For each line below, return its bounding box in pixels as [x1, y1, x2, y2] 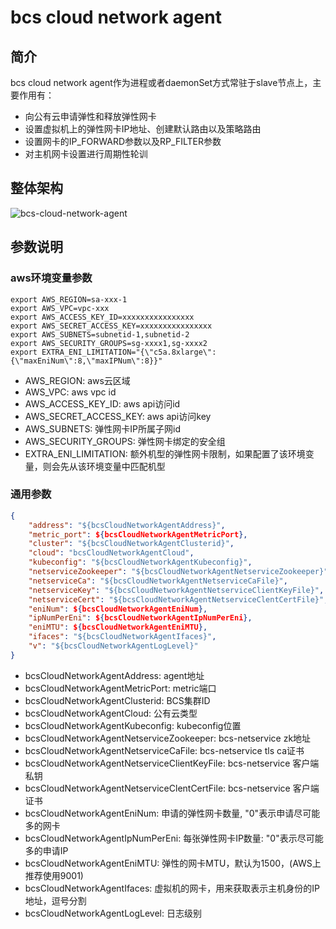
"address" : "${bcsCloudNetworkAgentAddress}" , [28, 520, 226, 530]
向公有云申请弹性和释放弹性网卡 [24, 111, 157, 122]
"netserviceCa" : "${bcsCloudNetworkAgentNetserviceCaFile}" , [28, 576, 288, 586]
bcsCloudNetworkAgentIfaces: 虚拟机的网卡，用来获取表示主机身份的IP [24, 882, 320, 894]
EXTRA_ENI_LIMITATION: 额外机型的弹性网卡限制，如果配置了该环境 [24, 447, 306, 460]
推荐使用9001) [24, 869, 84, 881]
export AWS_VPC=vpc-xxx [10, 303, 110, 313]
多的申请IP [24, 844, 69, 856]
